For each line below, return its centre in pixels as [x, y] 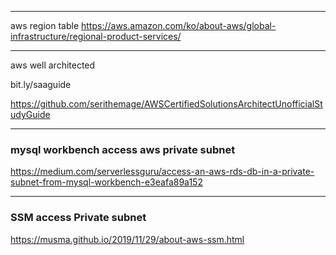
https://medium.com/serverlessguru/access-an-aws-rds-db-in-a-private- [162, 172]
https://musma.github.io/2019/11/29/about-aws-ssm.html [127, 239]
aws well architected [53, 65]
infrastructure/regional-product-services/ [96, 36]
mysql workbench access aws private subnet [123, 149]
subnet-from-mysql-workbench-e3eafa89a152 [106, 182]
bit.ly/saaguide [41, 84]
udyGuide [30, 114]
